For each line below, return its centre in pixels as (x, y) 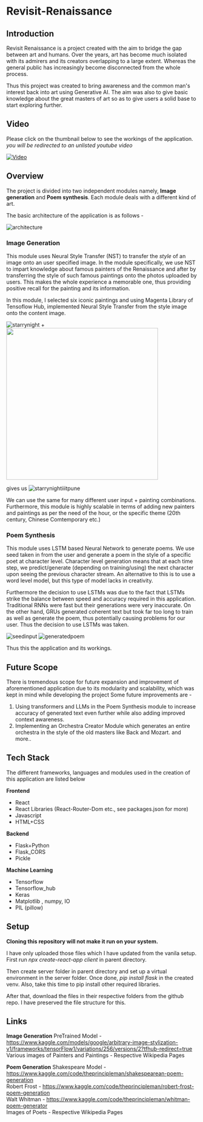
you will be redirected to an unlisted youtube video (70, 145)
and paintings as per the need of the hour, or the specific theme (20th (93, 513)
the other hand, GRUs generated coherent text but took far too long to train (100, 612)
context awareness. (40, 719)
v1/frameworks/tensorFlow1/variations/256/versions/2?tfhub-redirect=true (99, 1049)
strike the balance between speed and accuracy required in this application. (101, 599)
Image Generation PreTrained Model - (54, 1036)
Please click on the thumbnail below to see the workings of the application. (100, 138)
